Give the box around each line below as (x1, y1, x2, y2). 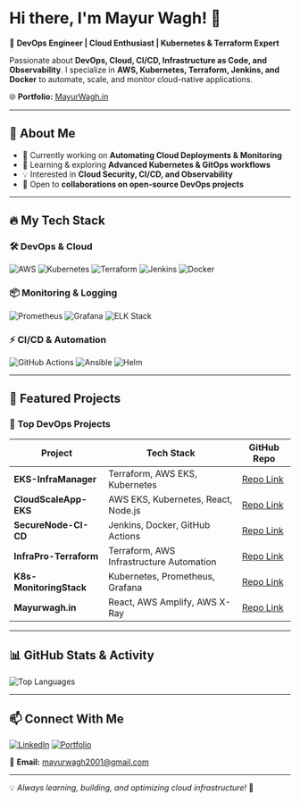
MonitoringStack (13, 581, 87, 593)
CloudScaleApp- (13, 493, 87, 505)
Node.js (108, 504, 141, 516)
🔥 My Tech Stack (9, 213, 105, 229)
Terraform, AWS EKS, (108, 467, 198, 480)
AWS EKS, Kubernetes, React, (108, 493, 233, 505)
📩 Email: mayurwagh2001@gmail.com (9, 756, 149, 767)
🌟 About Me (9, 126, 76, 141)
